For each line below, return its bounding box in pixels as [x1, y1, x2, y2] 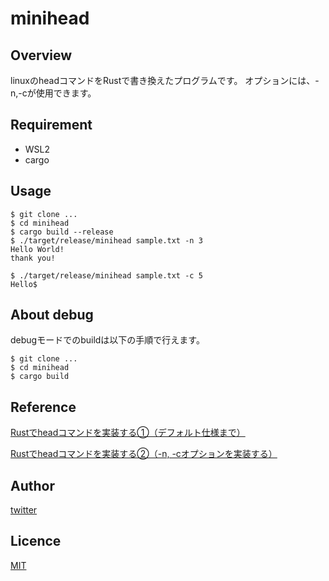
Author [10, 477, 55, 494]
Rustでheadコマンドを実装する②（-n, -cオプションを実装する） [10, 448, 278, 460]
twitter [10, 504, 38, 516]
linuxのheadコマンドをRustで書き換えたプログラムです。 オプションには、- [10, 75, 320, 86]
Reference [10, 398, 77, 416]
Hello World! [10, 244, 65, 254]
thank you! [10, 253, 56, 263]
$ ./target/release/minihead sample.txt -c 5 [10, 270, 203, 281]
